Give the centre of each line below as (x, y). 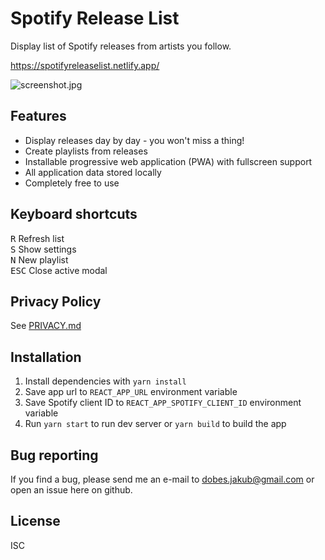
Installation (46, 357)
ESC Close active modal (59, 270)
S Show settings (43, 249)
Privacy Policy (56, 301)
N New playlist (39, 259)
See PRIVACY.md (46, 326)
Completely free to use (72, 183)
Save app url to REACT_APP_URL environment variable (131, 392)
